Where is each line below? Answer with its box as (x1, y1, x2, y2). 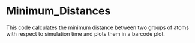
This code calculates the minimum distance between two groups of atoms (6, 24, 189, 31)
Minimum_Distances (6, 4, 111, 18)
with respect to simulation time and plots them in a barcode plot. (6, 30, 165, 37)
